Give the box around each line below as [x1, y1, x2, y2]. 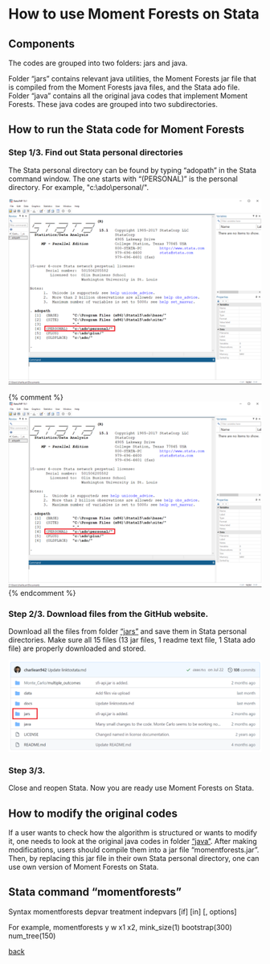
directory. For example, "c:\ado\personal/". [8, 182, 149, 192]
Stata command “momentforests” [8, 885, 182, 899]
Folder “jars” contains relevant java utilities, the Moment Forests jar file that [8, 74, 257, 83]
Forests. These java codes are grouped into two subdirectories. [8, 100, 219, 109]
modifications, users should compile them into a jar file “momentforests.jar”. [8, 845, 260, 854]
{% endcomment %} [8, 588, 76, 598]
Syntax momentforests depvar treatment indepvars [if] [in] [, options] [8, 907, 237, 916]
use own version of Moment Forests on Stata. [8, 862, 159, 871]
